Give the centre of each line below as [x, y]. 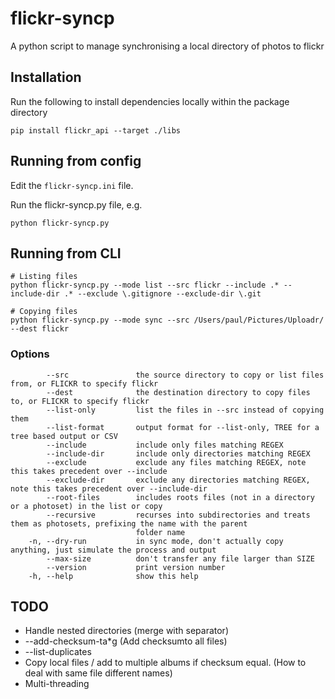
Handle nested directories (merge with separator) [126, 631]
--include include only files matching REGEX [165, 445]
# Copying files [44, 312]
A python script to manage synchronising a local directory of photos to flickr [167, 46]
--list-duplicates [58, 652]
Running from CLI [66, 253]
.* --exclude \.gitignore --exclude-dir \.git [162, 294]
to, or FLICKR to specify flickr [80, 401]
